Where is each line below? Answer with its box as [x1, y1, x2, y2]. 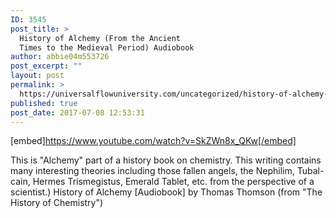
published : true [10, 98, 78, 108]
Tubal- [296, 165, 325, 177]
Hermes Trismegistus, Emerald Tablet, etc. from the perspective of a [32, 176, 315, 188]
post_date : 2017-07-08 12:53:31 [10, 107, 145, 118]
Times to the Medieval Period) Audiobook [19, 42, 195, 53]
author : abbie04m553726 [10, 52, 110, 62]
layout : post [10, 71, 65, 81]
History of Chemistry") [10, 197, 104, 209]
